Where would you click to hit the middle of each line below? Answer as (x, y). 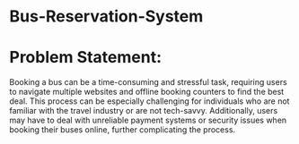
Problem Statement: (86, 58)
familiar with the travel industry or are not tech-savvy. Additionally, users (144, 111)
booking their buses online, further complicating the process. (123, 130)
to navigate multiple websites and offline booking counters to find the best (147, 92)
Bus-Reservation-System (106, 17)
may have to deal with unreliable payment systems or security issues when (148, 120)
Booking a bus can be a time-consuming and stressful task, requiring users (148, 82)
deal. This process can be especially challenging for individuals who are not (149, 101)
